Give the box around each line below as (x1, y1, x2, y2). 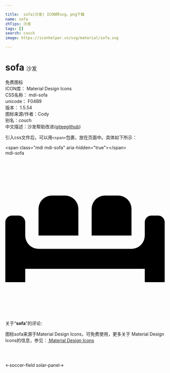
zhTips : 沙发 (5, 21, 31, 26)
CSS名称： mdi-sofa (5, 92, 48, 98)
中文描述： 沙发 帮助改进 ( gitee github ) (5, 123, 81, 129)
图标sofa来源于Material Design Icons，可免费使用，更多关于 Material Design (5, 331, 164, 337)
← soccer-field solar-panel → (5, 362, 64, 368)
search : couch (5, 31, 35, 36)
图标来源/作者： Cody (5, 111, 50, 117)
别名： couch (5, 117, 32, 123)
